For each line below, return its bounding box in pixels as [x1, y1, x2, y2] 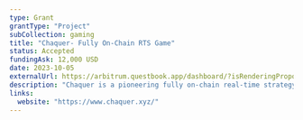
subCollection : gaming [9, 30, 95, 39]
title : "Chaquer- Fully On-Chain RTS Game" [9, 38, 176, 48]
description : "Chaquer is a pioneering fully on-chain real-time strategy [9, 80, 297, 89]
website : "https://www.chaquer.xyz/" [17, 97, 160, 106]
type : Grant [9, 13, 54, 23]
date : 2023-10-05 [9, 64, 75, 73]
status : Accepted [9, 47, 75, 56]
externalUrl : [9, 72, 59, 81]
